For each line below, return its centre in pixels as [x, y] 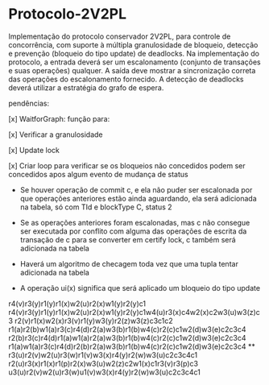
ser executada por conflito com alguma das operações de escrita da [133, 231]
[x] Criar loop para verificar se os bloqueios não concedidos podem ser [127, 165]
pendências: [29, 103]
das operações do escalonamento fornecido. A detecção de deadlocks [126, 79]
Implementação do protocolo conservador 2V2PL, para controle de [120, 36]
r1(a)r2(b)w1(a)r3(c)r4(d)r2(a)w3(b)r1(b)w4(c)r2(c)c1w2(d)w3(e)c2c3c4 [128, 329]
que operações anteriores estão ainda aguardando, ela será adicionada [139, 198]
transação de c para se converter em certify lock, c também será [128, 239]
